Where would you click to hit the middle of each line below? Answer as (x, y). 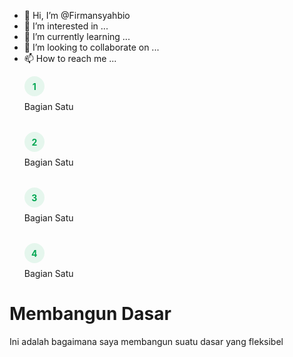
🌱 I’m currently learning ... (77, 36)
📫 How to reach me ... (70, 58)
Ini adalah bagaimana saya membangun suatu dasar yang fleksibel (146, 341)
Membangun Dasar (90, 314)
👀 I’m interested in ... (66, 26)
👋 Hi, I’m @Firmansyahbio (77, 15)
